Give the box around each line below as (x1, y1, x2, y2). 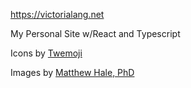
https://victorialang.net (10, 9, 105, 20)
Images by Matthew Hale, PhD (10, 67, 135, 78)
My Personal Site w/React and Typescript (10, 28, 181, 39)
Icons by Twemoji (10, 47, 83, 59)
